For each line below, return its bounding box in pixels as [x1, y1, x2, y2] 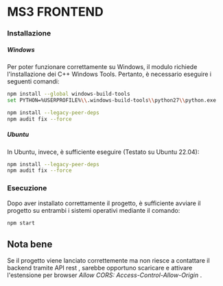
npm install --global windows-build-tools [7, 90, 130, 98]
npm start [7, 220, 36, 226]
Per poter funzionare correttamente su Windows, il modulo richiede [7, 63, 198, 71]
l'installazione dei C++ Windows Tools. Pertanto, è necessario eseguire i [7, 70, 211, 79]
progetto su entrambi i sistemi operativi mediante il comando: [7, 206, 180, 214]
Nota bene [7, 238, 53, 250]
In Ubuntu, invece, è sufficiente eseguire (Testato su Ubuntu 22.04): [7, 148, 200, 156]
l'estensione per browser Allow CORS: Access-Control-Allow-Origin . [7, 271, 202, 279]
